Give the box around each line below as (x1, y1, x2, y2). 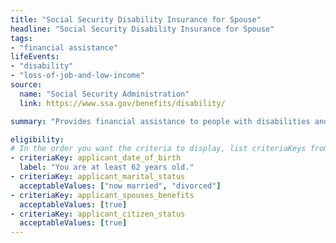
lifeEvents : (10, 52, 60, 62)
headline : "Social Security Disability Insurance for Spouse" (10, 24, 275, 34)
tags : (10, 33, 33, 43)
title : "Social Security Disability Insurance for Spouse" (10, 14, 262, 25)
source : (10, 80, 43, 90)
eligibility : (10, 134, 65, 145)
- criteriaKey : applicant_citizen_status (10, 209, 186, 219)
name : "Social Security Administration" (19, 89, 190, 99)
